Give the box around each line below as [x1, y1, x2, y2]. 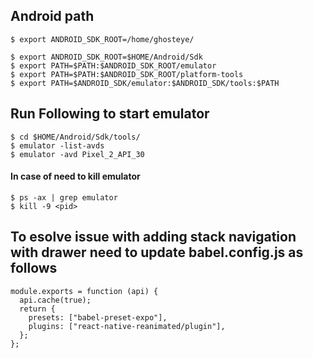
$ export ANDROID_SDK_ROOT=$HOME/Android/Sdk [10, 52, 203, 62]
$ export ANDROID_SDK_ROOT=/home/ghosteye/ [10, 34, 195, 44]
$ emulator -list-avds [10, 140, 105, 151]
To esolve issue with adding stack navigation [10, 229, 297, 246]
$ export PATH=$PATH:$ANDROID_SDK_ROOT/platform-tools [10, 69, 244, 79]
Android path [10, 8, 95, 25]
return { [19, 304, 56, 314]
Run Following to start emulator [10, 105, 210, 123]
